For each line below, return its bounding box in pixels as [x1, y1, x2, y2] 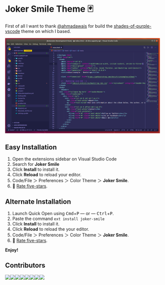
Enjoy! [5, 247, 19, 253]
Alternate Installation [5, 197, 71, 206]
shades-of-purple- [113, 23, 152, 29]
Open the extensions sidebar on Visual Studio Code [12, 156, 117, 162]
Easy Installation [5, 143, 57, 151]
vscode [5, 28, 21, 34]
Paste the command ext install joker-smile [12, 216, 105, 222]
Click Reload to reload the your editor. [12, 226, 89, 232]
